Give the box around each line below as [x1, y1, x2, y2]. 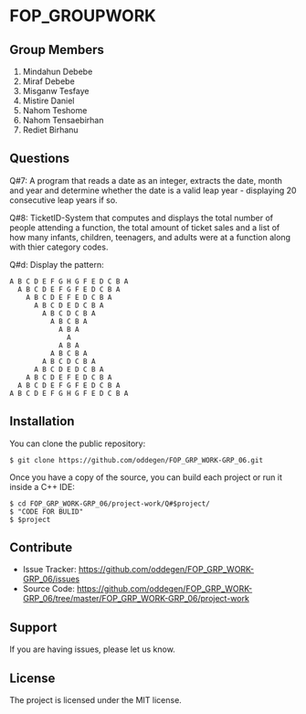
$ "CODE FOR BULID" [9, 506, 84, 517]
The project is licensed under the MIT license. [9, 695, 183, 706]
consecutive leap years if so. [9, 194, 118, 206]
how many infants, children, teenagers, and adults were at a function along [9, 231, 290, 242]
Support [9, 619, 58, 635]
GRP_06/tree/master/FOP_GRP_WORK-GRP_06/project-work [22, 593, 249, 604]
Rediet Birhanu [22, 124, 79, 135]
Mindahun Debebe [22, 66, 93, 77]
